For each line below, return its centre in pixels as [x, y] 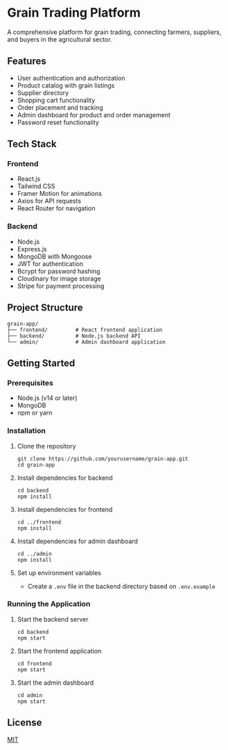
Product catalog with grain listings [66, 85]
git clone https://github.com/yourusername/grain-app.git [103, 459]
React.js [29, 179]
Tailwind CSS [36, 186]
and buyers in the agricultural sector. [60, 39]
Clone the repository [46, 446]
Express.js [32, 249]
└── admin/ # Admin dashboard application [87, 342]
